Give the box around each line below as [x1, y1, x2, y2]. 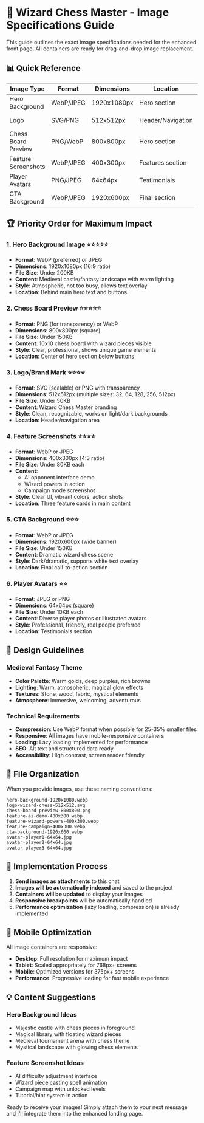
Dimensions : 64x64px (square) [15, 602, 94, 609]
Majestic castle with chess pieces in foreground [15, 1024, 135, 1032]
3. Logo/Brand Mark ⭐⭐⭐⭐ [6, 368, 86, 376]
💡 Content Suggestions [6, 992, 96, 1002]
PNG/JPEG [51, 176, 82, 184]
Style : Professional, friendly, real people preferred [15, 621, 141, 628]
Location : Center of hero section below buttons [15, 352, 135, 360]
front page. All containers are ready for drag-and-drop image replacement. [6, 45, 194, 52]
